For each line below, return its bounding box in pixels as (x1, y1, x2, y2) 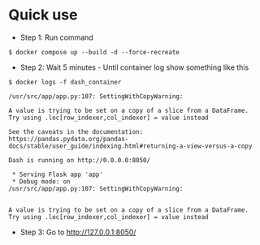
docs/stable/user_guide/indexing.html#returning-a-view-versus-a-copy (8, 142, 253, 150)
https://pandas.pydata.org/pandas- (8, 135, 129, 143)
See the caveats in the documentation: (8, 127, 144, 135)
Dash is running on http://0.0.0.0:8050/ (8, 156, 151, 164)
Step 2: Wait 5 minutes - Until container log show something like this (19, 62, 249, 72)
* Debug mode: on (11, 177, 71, 186)
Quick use (8, 6, 78, 24)
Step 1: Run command (19, 32, 93, 42)
